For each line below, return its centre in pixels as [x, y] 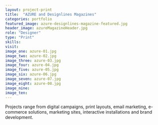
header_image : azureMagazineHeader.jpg [46, 28]
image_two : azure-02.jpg [31, 56]
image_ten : [16, 93]
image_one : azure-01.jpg [31, 51]
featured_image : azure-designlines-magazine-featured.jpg [66, 24]
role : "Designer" [23, 33]
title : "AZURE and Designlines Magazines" [51, 14]
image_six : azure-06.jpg [31, 74]
